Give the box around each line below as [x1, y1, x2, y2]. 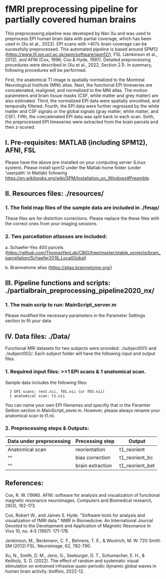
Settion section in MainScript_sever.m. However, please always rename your [5, 407, 161, 413]
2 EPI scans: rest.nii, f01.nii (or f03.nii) [9, 389, 105, 394]
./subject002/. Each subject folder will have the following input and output [5, 350, 156, 357]
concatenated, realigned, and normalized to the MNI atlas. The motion [5, 87, 148, 93]
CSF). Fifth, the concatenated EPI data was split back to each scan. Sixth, [5, 113, 155, 119]
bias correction [75, 454, 111, 461]
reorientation [75, 446, 105, 453]
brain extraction [75, 462, 112, 469]
